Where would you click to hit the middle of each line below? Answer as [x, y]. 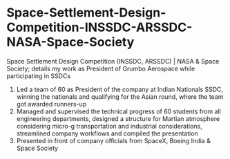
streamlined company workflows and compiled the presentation [107, 133]
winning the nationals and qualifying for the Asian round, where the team [120, 96]
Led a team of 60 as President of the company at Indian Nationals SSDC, [120, 89]
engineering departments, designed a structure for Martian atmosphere [118, 118]
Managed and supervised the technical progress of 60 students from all [119, 111]
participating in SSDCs [39, 76]
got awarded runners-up [51, 104]
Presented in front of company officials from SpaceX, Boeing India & [114, 140]
